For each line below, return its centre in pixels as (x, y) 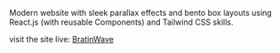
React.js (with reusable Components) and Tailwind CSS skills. (121, 22)
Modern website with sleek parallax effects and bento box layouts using (141, 13)
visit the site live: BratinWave (61, 39)
